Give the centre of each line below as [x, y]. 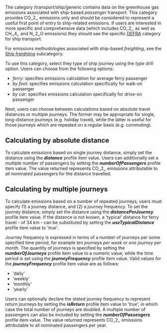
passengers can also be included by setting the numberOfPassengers [78, 315]
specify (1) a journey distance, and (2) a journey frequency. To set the [77, 206]
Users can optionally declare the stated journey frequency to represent [78, 299]
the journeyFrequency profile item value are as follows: [62, 263]
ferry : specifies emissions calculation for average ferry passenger [80, 78]
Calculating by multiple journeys [56, 189]
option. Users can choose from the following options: [60, 69]
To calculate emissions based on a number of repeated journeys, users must [83, 201]
